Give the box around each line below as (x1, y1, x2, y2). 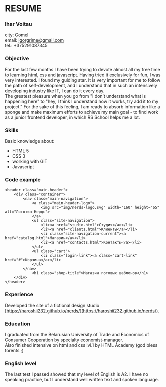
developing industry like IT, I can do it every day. (5, 88, 105, 94)
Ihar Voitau (5, 21, 32, 28)
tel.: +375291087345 (5, 43, 48, 49)
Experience (5, 291, 33, 298)
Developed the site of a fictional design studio (5, 302, 100, 308)
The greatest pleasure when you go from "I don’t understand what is (5, 93, 146, 99)
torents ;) (5, 347, 24, 353)
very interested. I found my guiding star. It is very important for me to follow (5, 77, 161, 83)
